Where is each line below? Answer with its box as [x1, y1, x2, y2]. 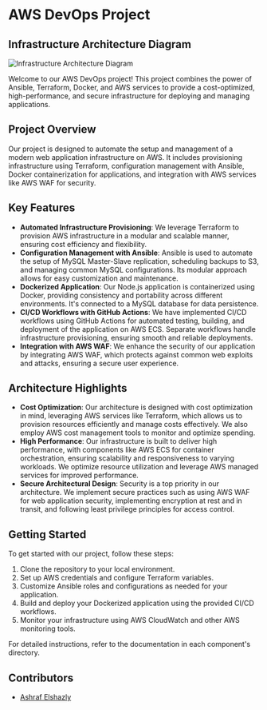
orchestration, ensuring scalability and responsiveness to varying [19, 453, 235, 463]
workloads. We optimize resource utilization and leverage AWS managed [19, 462, 259, 472]
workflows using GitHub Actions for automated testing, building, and [19, 316, 245, 325]
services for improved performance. [19, 470, 139, 481]
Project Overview [8, 122, 96, 137]
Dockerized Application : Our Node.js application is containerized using [19, 281, 255, 291]
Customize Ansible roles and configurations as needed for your [19, 581, 228, 591]
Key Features [8, 201, 76, 215]
